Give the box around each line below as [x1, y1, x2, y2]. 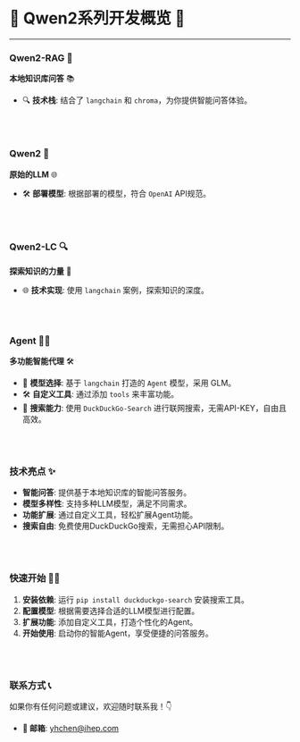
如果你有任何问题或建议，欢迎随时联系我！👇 [9, 701, 172, 712]
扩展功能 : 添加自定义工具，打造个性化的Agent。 [21, 616, 198, 627]
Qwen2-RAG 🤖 [9, 51, 73, 63]
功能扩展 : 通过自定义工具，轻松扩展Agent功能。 [21, 510, 198, 520]
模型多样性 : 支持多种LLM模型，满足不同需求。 [21, 498, 192, 510]
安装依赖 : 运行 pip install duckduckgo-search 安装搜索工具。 [21, 594, 250, 604]
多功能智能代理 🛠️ [9, 356, 74, 367]
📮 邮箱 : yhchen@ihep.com [21, 723, 119, 734]
